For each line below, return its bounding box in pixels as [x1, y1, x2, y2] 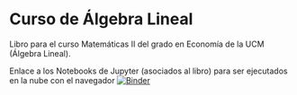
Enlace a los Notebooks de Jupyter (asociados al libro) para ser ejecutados [9, 65, 288, 76]
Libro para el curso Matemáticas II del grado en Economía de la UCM [9, 39, 265, 49]
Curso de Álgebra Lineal [9, 9, 193, 30]
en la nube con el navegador [9, 74, 115, 85]
